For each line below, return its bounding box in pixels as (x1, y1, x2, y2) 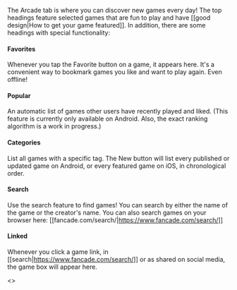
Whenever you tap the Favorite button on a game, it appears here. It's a (7, 60, 215, 69)
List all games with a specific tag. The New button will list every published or (7, 154, 230, 162)
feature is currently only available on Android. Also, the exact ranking (7, 114, 208, 123)
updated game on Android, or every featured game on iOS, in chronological (7, 162, 226, 170)
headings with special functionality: (7, 28, 111, 37)
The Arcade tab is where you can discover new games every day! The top (7, 6, 222, 14)
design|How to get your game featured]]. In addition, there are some (7, 21, 206, 29)
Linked (7, 232, 28, 241)
